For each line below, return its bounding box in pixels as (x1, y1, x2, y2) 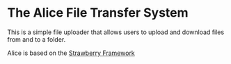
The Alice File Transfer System (7, 5, 189, 21)
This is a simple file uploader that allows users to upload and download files (7, 28, 225, 36)
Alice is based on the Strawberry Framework (7, 49, 136, 57)
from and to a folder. (7, 35, 66, 43)
